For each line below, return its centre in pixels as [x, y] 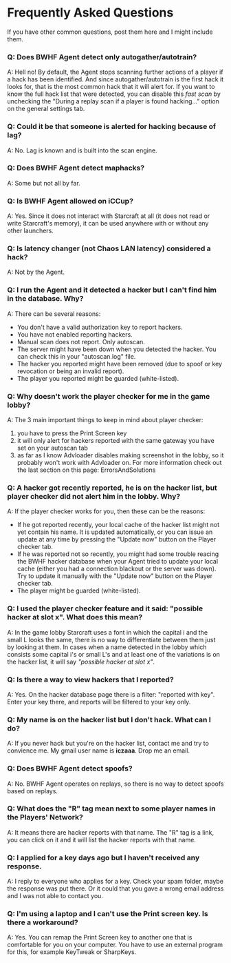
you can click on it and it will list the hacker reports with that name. [101, 840]
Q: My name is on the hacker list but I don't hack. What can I [109, 719]
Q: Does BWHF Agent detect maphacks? [76, 168]
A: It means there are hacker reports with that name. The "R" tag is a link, [111, 832]
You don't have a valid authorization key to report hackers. [100, 327]
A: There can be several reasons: [54, 314]
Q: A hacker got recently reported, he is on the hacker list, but [112, 488]
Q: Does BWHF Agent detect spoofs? [70, 768]
